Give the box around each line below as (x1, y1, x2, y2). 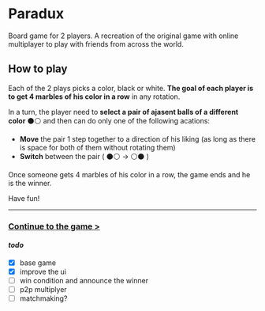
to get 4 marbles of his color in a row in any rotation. (8, 92, 181, 101)
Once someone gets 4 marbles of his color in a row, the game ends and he (8, 169, 251, 179)
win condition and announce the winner (19, 276, 148, 285)
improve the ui (19, 267, 67, 276)
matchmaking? (19, 294, 68, 303)
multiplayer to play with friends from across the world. (8, 39, 184, 48)
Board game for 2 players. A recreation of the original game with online (8, 31, 239, 40)
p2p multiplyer (19, 285, 67, 294)
